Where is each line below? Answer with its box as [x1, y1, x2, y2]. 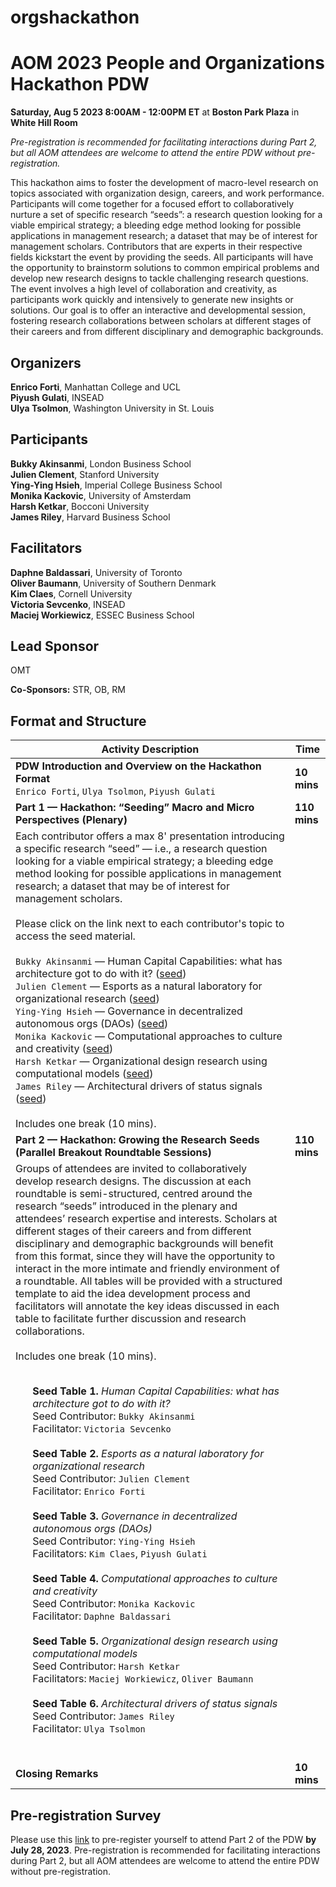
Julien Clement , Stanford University [10, 468, 160, 480]
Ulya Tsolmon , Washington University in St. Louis [10, 402, 215, 414]
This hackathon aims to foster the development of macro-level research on [10, 177, 319, 189]
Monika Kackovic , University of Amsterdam [10, 489, 192, 501]
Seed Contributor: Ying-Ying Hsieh [32, 1534, 196, 1548]
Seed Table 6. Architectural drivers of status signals [32, 1697, 278, 1711]
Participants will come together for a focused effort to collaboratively [10, 198, 295, 210]
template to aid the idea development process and [15, 1287, 251, 1301]
